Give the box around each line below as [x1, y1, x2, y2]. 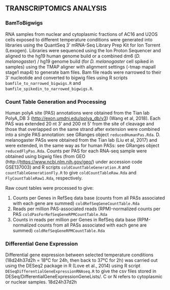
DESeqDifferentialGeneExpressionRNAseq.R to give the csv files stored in [5, 268, 157, 274]
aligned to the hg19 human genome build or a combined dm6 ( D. [5, 53, 140, 59]
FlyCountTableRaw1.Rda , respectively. [5, 175, 83, 181]
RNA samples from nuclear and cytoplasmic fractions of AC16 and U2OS [5, 31, 158, 37]
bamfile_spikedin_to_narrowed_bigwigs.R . [5, 85, 94, 92]
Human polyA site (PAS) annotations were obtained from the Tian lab [5, 109, 150, 116]
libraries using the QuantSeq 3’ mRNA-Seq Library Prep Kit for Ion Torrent [5, 42, 161, 48]
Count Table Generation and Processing [5, 98, 106, 105]
